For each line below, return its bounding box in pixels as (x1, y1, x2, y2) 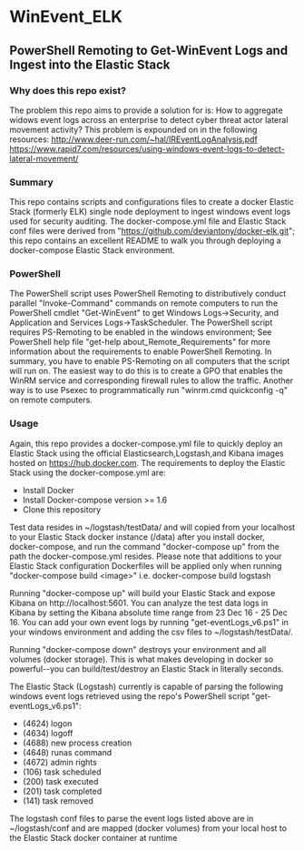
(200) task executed (22, 775, 99, 786)
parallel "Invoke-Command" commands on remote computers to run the (9, 298, 279, 309)
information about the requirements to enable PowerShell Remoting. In (9, 346, 272, 357)
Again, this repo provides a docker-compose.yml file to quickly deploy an (9, 438, 283, 449)
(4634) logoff (22, 727, 74, 738)
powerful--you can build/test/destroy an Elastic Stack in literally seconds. (9, 663, 284, 674)
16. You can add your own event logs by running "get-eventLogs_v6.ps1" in (9, 616, 289, 627)
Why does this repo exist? (9, 84, 127, 96)
